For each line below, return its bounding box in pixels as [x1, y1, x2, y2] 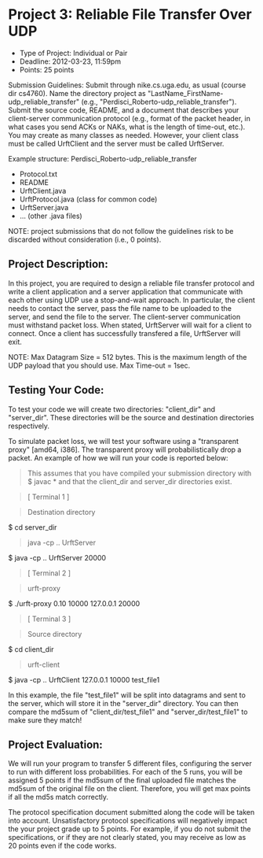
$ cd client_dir [8, 644, 54, 654]
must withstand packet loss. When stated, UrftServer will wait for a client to [8, 320, 252, 330]
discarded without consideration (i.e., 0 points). [8, 235, 162, 244]
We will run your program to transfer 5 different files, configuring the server [8, 759, 253, 768]
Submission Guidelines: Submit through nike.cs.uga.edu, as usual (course [8, 80, 247, 90]
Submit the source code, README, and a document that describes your [8, 105, 239, 115]
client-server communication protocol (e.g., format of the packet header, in [8, 113, 251, 123]
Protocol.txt [19, 169, 57, 179]
